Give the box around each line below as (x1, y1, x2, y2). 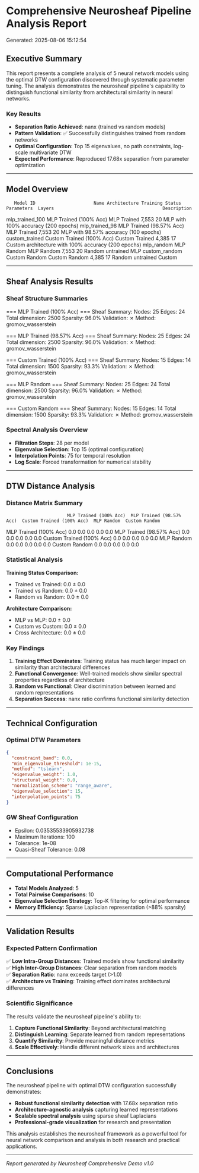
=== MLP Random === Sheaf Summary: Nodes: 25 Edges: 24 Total (6, 380, 171, 387)
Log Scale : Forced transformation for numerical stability (14, 458, 152, 465)
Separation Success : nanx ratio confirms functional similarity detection (14, 695, 190, 703)
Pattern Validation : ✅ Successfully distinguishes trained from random (14, 130, 186, 137)
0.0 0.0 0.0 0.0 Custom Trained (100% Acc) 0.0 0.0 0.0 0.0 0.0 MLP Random (6, 534, 192, 542)
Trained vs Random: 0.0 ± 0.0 (14, 587, 88, 594)
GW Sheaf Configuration (6, 814, 79, 822)
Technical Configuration (6, 718, 98, 728)
